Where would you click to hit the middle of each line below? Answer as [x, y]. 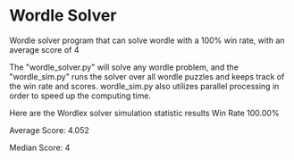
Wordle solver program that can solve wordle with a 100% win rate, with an [147, 40]
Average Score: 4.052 [49, 130]
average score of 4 [44, 49]
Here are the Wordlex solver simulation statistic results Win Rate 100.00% [144, 113]
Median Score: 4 [40, 147]
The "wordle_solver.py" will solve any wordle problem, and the [124, 67]
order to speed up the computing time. [80, 96]
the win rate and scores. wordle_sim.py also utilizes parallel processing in [144, 86]
